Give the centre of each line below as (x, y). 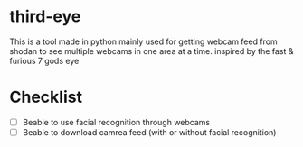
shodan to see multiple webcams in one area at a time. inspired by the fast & (151, 51)
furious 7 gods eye (44, 60)
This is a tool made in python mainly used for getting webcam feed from (143, 41)
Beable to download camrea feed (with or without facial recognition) (149, 132)
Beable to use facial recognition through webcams (116, 122)
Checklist (46, 97)
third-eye (45, 17)
